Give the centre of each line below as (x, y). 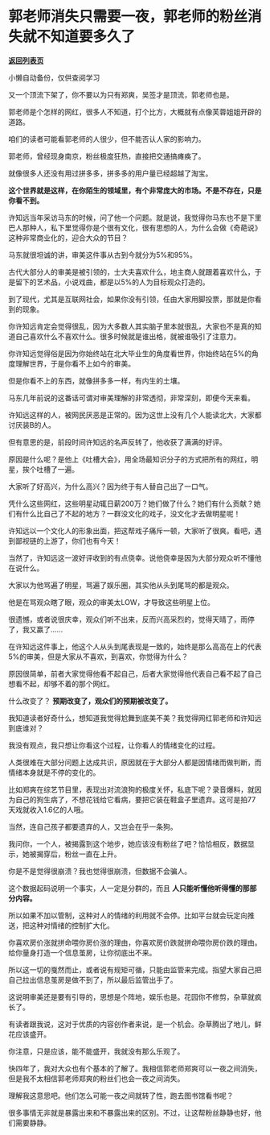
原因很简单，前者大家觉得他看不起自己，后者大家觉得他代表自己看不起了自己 (135, 673)
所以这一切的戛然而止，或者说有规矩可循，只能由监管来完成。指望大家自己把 (135, 969)
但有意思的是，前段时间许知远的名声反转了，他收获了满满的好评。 (117, 442)
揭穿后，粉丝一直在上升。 (78, 854)
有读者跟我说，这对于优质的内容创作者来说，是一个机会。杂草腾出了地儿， (131, 1024)
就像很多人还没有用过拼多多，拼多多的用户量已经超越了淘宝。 (110, 173)
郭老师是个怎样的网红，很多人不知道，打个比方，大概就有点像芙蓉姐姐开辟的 (135, 112)
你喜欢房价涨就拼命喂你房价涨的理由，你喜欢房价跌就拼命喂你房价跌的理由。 (135, 942)
